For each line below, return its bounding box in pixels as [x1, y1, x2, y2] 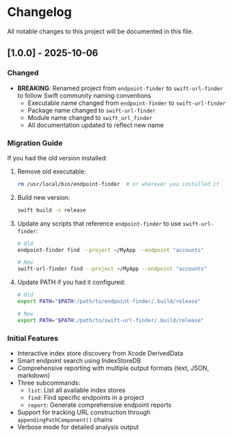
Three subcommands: [17, 378, 80, 387]
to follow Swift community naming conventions [17, 91, 151, 99]
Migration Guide [7, 138, 63, 148]
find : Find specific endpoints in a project [27, 393, 144, 401]
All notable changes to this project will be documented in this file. [7, 27, 194, 35]
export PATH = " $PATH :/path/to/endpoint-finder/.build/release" [17, 298, 201, 305]
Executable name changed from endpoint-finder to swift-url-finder [27, 99, 226, 107]
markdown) [17, 371, 51, 379]
